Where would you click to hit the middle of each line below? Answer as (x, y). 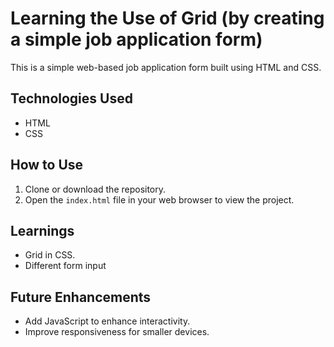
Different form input (65, 266)
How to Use (47, 165)
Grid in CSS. (50, 255)
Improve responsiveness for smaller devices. (117, 332)
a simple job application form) (136, 39)
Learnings (42, 230)
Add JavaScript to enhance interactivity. (107, 321)
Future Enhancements (81, 297)
